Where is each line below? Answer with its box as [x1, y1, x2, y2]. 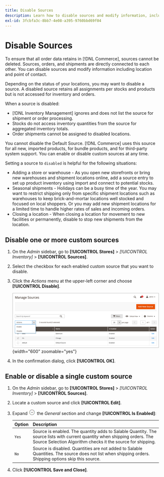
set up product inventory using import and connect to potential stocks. [12, 180, 154, 186]
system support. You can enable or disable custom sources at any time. [5, 151, 149, 157]
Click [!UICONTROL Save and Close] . [12, 467, 88, 473]
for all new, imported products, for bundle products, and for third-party [5, 145, 147, 151]
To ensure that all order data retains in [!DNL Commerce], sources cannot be [5, 56, 159, 62]
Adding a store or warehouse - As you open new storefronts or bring [12, 170, 150, 176]
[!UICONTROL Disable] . [12, 283, 61, 289]
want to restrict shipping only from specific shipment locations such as [12, 190, 155, 196]
